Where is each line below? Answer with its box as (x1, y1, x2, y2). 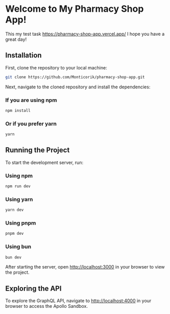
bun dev (5, 255, 22, 260)
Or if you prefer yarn (5, 120, 57, 127)
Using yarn (5, 196, 33, 203)
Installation (5, 51, 42, 60)
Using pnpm (5, 220, 36, 227)
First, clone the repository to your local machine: (5, 64, 107, 70)
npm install (5, 108, 31, 113)
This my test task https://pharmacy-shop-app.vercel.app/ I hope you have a (5, 31, 165, 37)
